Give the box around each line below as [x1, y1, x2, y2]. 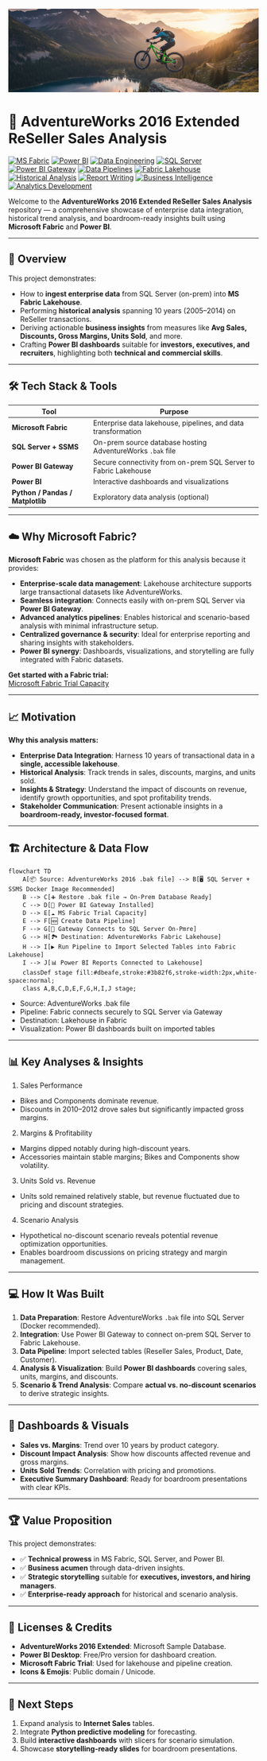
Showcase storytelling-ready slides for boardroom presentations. [19, 1744, 238, 1753]
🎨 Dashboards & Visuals [8, 1419, 130, 1433]
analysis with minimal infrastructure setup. [19, 621, 159, 630]
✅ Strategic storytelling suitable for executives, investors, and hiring [19, 1572, 251, 1582]
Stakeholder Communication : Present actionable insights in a [19, 801, 223, 811]
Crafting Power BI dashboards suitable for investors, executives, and [19, 339, 250, 349]
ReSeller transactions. [19, 314, 92, 324]
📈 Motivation [8, 710, 76, 723]
